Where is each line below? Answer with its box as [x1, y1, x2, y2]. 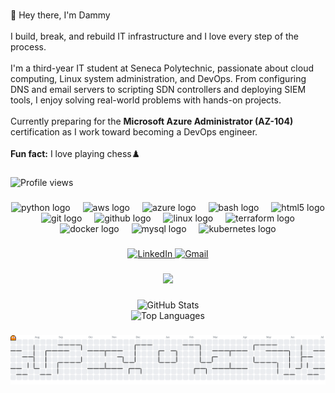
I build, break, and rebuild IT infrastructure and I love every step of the [10, 30, 300, 42]
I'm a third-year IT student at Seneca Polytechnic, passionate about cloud [10, 62, 314, 74]
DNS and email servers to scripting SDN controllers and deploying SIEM [10, 84, 307, 95]
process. [10, 41, 47, 53]
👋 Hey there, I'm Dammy [10, 9, 111, 21]
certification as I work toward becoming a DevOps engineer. [10, 126, 258, 138]
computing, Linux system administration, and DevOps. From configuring [10, 73, 307, 84]
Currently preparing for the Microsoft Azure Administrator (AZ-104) [10, 115, 294, 127]
